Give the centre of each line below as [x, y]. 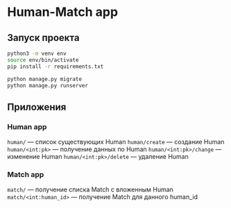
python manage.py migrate [44, 79]
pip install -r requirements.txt [55, 67]
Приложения [37, 107]
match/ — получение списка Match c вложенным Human [90, 190]
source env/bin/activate [43, 60]
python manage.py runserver [48, 85]
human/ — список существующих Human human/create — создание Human [116, 142]
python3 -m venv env [37, 53]
